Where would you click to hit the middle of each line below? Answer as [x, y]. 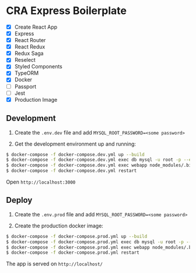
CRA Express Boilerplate [66, 11]
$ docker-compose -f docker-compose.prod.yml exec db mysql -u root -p [95, 242]
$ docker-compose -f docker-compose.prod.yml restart [73, 253]
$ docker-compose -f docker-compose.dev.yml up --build [75, 154]
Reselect [25, 60]
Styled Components [38, 67]
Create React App [36, 27]
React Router [30, 40]
